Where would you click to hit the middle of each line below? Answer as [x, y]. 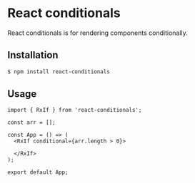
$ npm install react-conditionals [59, 72]
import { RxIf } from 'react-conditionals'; [75, 110]
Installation [33, 55]
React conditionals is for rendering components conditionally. [97, 33]
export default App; [38, 172]
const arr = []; [31, 122]
